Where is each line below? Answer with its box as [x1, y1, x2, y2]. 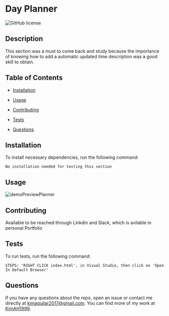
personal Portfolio [5, 225, 43, 231]
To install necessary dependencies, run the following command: [5, 154, 139, 160]
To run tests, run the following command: [5, 253, 91, 259]
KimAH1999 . [5, 305, 31, 311]
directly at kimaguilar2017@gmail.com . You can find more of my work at [5, 300, 155, 306]
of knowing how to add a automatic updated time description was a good [5, 53, 158, 59]
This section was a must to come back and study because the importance [5, 48, 159, 54]
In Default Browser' [5, 267, 49, 272]
